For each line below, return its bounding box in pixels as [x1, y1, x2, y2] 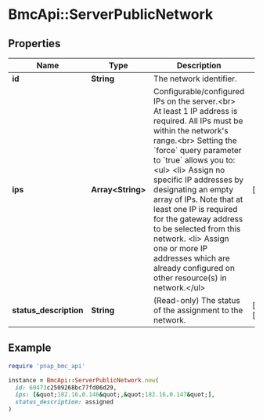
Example [8, 341, 52, 355]
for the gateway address [153, 214, 243, 225]
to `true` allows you [153, 155, 225, 166]
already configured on [153, 263, 235, 273]
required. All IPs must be [153, 115, 243, 126]
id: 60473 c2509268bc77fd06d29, [15, 383, 117, 392]
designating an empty [153, 184, 233, 195]
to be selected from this [153, 224, 241, 234]
